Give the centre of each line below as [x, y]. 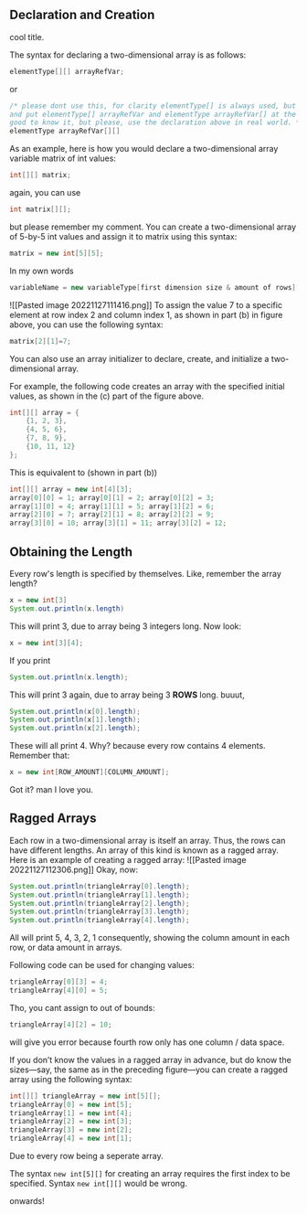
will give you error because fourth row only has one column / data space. [147, 1042]
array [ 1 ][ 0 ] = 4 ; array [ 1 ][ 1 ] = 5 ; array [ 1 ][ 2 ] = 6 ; [112, 506]
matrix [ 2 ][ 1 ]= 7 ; [40, 341]
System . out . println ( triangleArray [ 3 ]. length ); [100, 912]
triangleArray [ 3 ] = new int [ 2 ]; [71, 1130]
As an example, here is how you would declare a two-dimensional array [144, 149]
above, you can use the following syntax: [86, 325]
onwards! [27, 1201]
